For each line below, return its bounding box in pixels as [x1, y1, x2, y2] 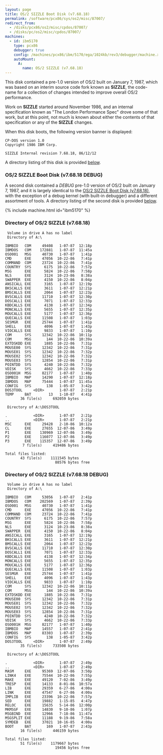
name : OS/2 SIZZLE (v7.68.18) [22, 66, 83, 71]
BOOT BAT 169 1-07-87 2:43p [5, 724, 92, 729]
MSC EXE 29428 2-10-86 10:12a [5, 422, 92, 427]
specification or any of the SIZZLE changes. [5, 119, 93, 125]
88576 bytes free [55, 460, 90, 465]
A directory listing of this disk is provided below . [5, 160, 101, 165]
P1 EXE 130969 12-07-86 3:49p [5, 430, 92, 435]
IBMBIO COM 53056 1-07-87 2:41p [5, 494, 92, 500]
